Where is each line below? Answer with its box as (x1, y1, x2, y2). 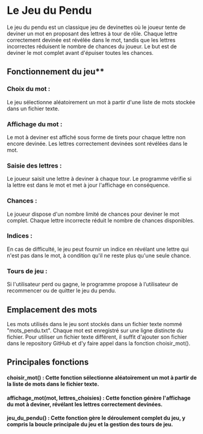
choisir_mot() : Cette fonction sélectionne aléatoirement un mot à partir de (7, 374, 198, 381)
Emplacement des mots (7, 304, 98, 315)
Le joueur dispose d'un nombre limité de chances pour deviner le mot (7, 210, 180, 218)
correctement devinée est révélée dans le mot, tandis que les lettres (7, 36, 176, 43)
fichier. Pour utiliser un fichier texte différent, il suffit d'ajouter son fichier (7, 333, 187, 341)
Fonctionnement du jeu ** (7, 67, 105, 77)
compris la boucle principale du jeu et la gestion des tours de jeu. (7, 421, 173, 428)
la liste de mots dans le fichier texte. (7, 380, 99, 388)
